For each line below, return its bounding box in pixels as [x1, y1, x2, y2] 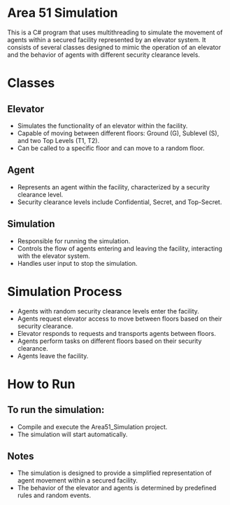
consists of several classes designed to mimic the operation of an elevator [7, 43, 222, 51]
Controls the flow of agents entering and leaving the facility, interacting [17, 244, 222, 252]
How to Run [7, 376, 76, 392]
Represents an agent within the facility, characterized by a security [17, 182, 210, 191]
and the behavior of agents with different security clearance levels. [7, 50, 201, 59]
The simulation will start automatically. [17, 430, 128, 438]
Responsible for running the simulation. [17, 236, 131, 245]
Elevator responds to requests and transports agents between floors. [17, 329, 217, 337]
